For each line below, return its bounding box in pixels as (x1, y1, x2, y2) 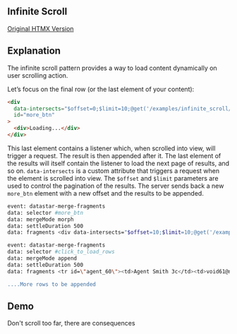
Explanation (7, 45, 61, 57)
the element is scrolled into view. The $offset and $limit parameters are (7, 174, 219, 182)
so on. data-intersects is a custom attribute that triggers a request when (7, 166, 220, 175)
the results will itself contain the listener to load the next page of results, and (7, 159, 230, 167)
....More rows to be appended (7, 280, 97, 288)
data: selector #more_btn (7, 209, 83, 216)
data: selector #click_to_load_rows (7, 249, 115, 256)
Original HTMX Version (7, 24, 74, 32)
